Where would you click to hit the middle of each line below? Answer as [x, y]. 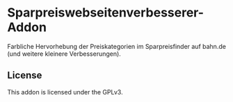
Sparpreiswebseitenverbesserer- [105, 13]
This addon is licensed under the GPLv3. [65, 92]
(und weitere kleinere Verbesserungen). [64, 54]
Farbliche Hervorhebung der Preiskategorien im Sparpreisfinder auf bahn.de [116, 46]
